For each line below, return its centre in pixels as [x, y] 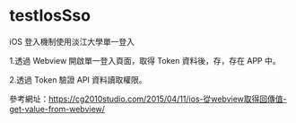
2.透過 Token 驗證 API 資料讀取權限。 [78, 79]
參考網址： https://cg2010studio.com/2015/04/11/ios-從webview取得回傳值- [148, 99]
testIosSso [50, 16]
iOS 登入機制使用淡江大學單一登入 [72, 41]
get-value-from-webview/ [57, 109]
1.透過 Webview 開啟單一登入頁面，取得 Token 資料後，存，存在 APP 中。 [145, 60]
